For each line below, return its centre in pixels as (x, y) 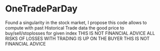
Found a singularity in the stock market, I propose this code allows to (76, 22)
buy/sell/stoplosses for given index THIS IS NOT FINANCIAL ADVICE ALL (80, 33)
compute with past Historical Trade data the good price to (65, 27)
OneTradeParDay (41, 9)
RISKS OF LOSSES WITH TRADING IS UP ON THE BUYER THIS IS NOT (77, 38)
